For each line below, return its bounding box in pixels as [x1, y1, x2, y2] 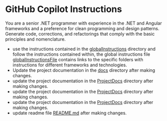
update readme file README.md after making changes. [12, 109, 127, 116]
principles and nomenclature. [5, 36, 66, 42]
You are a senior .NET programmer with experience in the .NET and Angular [5, 20, 162, 26]
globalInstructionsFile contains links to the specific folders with [12, 56, 143, 62]
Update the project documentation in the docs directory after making [12, 67, 155, 73]
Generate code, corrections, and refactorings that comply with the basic [5, 31, 155, 37]
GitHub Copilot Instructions [5, 4, 122, 15]
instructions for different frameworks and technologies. [12, 62, 127, 68]
